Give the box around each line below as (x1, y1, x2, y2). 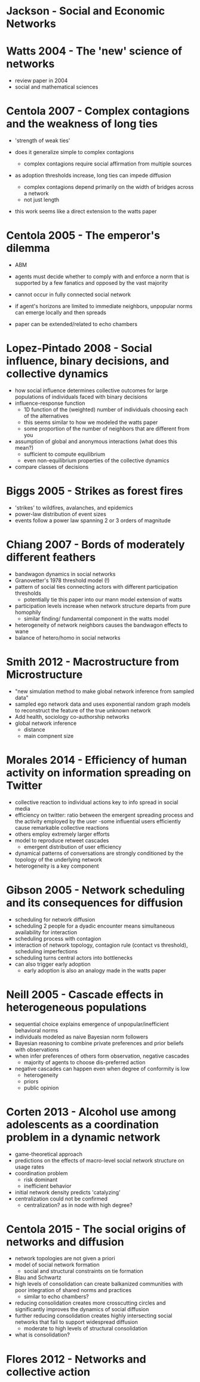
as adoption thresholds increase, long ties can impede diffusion (14, 172, 171, 179)
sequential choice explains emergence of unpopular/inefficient (14, 1020, 169, 1028)
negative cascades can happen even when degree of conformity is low (14, 1065, 190, 1072)
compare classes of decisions (14, 463, 89, 470)
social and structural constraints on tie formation (23, 1267, 143, 1275)
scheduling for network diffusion (14, 916, 96, 923)
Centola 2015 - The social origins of (6, 1222, 186, 1236)
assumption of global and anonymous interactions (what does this (14, 438, 177, 445)
